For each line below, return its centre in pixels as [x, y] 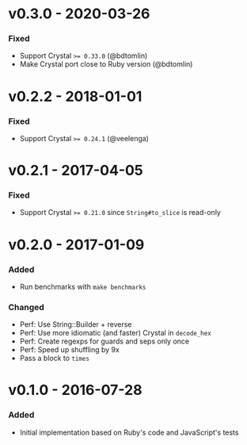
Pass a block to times [54, 359]
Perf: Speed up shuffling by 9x [70, 350]
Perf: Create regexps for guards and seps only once [104, 341]
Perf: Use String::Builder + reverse [76, 324]
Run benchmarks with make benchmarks [83, 286]
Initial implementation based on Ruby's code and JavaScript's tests [129, 432]
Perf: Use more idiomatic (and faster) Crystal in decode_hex [115, 333]
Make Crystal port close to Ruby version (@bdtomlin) [106, 64]
